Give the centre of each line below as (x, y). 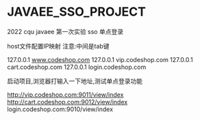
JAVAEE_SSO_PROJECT (76, 12)
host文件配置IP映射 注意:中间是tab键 (58, 46)
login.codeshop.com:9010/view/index (60, 109)
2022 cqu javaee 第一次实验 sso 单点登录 (65, 31)
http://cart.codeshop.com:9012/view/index (67, 102)
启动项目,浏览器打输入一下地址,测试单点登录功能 (75, 81)
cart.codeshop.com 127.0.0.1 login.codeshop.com (77, 67)
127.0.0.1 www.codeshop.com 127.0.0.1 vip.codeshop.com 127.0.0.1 (100, 59)
